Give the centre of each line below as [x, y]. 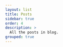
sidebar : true [20, 19]
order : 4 [14, 23]
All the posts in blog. [34, 32]
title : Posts [19, 14]
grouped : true [20, 37]
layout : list [19, 10]
